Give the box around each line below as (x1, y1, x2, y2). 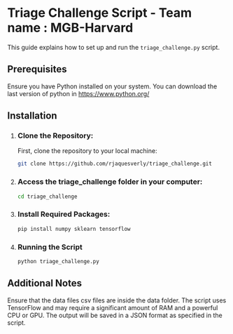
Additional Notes (7, 277, 83, 289)
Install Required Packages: (17, 209, 111, 219)
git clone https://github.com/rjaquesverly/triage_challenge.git (17, 160, 212, 168)
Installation (7, 110, 57, 122)
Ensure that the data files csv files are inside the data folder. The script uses (7, 296, 227, 305)
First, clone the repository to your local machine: (17, 147, 157, 155)
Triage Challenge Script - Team (7, 5, 192, 21)
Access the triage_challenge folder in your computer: (17, 177, 203, 187)
